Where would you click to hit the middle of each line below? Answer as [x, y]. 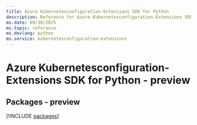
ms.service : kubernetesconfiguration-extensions [67, 39]
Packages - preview [43, 102]
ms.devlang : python [30, 33]
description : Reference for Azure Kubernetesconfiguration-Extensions [94, 17]
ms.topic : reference [31, 28]
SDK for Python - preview [127, 80]
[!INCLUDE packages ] [33, 116]
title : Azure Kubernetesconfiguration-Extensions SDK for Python [87, 11]
